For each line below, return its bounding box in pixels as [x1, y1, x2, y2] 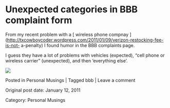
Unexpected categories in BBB [5, 4, 138, 15]
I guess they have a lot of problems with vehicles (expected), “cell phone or [5, 52, 165, 58]
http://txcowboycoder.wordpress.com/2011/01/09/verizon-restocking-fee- [7, 37, 164, 43]
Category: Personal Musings [5, 97, 66, 103]
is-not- [5, 42, 20, 48]
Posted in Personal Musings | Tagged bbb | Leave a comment [5, 77, 136, 83]
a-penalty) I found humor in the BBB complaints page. [21, 42, 135, 48]
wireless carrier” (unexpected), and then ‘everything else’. [5, 57, 128, 63]
